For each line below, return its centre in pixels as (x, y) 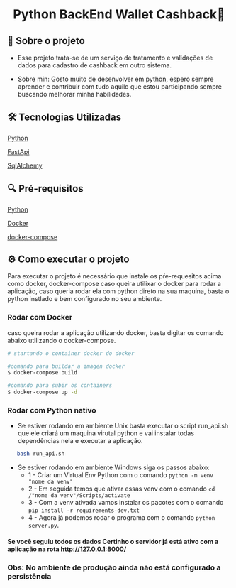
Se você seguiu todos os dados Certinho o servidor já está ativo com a (113, 541)
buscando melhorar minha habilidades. (74, 94)
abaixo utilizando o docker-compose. (62, 340)
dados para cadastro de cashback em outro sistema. (95, 65)
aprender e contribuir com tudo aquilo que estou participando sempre (119, 87)
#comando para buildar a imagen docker (66, 366)
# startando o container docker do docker (71, 353)
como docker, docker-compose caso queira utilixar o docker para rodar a (114, 284)
